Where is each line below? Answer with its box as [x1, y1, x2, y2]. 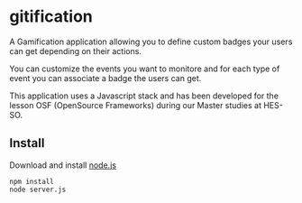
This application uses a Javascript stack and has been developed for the [9, 90, 279, 101]
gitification [9, 6, 93, 27]
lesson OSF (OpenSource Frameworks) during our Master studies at [9, 99, 261, 110]
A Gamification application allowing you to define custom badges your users [9, 36, 293, 47]
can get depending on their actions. [9, 45, 142, 56]
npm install [9, 177, 54, 186]
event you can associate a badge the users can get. [9, 72, 202, 83]
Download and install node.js [9, 160, 117, 171]
